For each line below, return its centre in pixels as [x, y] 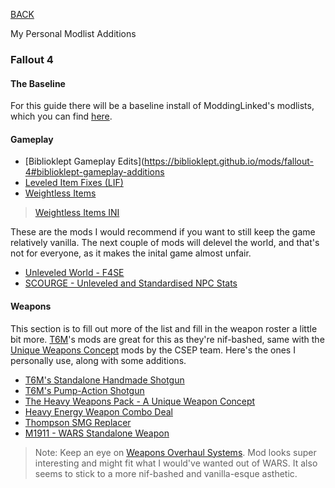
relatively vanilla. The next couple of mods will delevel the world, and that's [165, 243]
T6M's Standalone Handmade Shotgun [104, 380]
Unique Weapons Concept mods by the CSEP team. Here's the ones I [153, 350]
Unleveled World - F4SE [74, 273]
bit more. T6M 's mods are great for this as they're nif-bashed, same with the [167, 339]
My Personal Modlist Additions [73, 33]
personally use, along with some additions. [98, 360]
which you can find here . [61, 116]
